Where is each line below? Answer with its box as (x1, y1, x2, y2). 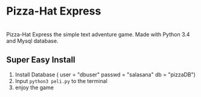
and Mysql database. (6, 37, 59, 44)
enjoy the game (14, 84, 54, 91)
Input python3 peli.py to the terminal (14, 77, 107, 84)
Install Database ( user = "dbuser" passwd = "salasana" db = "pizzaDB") (14, 71, 196, 78)
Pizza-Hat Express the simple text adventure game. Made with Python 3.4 (6, 30, 190, 38)
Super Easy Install (6, 55, 75, 65)
